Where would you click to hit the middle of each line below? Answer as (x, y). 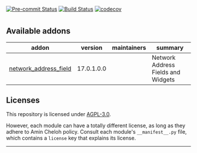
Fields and (166, 72)
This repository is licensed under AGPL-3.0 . (59, 114)
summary (170, 47)
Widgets (163, 79)
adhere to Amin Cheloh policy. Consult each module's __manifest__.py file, (96, 132)
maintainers (129, 47)
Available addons (38, 31)
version (92, 47)
